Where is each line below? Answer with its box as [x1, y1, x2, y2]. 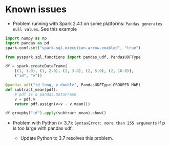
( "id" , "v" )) [14, 73, 42, 79]
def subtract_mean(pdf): [5, 87, 58, 92]
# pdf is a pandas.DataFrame [14, 92, 77, 97]
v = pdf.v [14, 96, 36, 102]
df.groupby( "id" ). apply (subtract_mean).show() [5, 111, 107, 116]
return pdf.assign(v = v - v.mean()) [14, 101, 91, 107]
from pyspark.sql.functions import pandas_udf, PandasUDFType [5, 55, 141, 60]
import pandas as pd [5, 40, 50, 45]
